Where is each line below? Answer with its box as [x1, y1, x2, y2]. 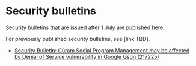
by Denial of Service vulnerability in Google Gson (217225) [14, 53, 160, 60]
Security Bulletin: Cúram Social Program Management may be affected [14, 46, 190, 54]
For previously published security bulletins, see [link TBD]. [5, 35, 150, 42]
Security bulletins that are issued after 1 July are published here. [5, 24, 165, 31]
